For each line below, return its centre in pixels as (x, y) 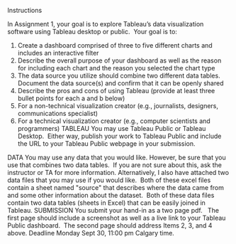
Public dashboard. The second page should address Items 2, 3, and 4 (110, 226)
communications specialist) (57, 113)
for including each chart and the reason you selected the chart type (116, 68)
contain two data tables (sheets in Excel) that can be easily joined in (106, 203)
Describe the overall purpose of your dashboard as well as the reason (119, 60)
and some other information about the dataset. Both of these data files (111, 195)
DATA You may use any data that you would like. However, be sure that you (117, 157)
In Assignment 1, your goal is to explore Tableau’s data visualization (106, 24)
